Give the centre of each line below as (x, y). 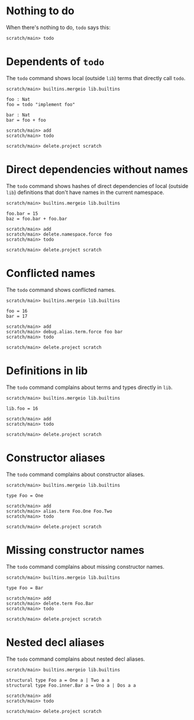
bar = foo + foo (26, 120)
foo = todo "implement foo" (41, 104)
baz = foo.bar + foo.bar (37, 219)
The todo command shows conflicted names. (61, 289)
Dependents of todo (55, 62)
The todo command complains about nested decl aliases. (76, 659)
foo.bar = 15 (22, 214)
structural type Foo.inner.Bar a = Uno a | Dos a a (71, 685)
